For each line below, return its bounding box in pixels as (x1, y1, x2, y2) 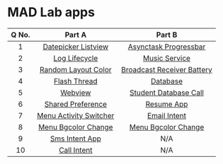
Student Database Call (130, 88, 204, 98)
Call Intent (59, 145, 93, 155)
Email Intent (147, 110, 186, 120)
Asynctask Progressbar (127, 42, 206, 52)
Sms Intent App (50, 134, 101, 143)
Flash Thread (53, 76, 98, 86)
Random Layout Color (40, 64, 112, 74)
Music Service (142, 53, 191, 63)
